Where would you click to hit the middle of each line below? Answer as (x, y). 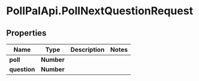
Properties (26, 33)
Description (88, 50)
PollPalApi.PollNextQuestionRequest (100, 11)
